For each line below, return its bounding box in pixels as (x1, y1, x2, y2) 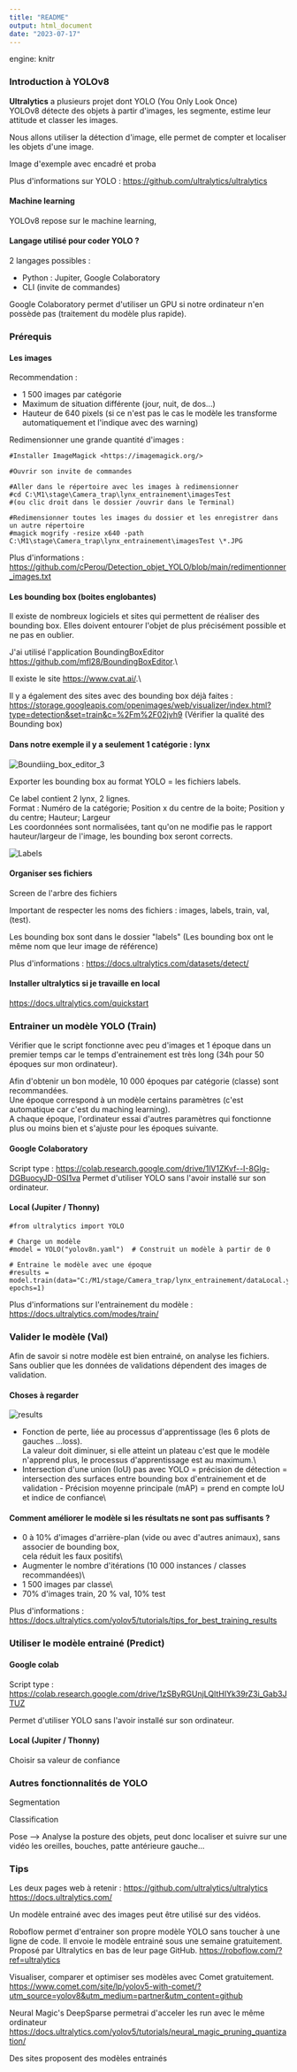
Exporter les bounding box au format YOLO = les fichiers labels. (9, 776, 241, 787)
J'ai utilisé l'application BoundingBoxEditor (9, 647, 165, 657)
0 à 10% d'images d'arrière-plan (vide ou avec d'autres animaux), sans (21, 1532, 281, 1543)
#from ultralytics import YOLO (9, 1222, 125, 1231)
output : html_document (9, 21, 93, 30)
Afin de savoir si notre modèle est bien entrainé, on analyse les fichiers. (9, 1351, 270, 1362)
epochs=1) (9, 1284, 46, 1293)
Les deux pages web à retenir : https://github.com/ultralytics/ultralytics (9, 1883, 268, 1893)
